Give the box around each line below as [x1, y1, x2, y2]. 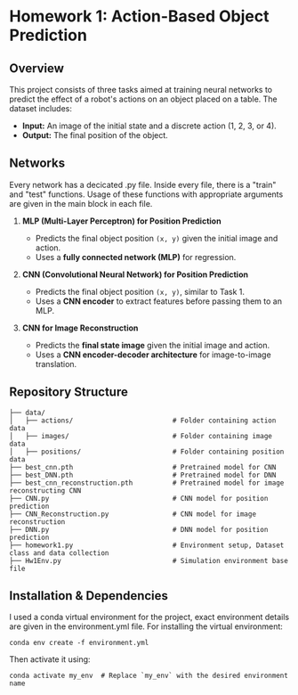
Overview [9, 61, 65, 76]
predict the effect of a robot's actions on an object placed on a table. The [9, 94, 278, 104]
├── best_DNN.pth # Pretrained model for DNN [9, 470, 277, 479]
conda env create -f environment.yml [9, 639, 149, 648]
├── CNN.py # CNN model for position [9, 494, 269, 503]
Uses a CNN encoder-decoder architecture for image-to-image [35, 349, 271, 360]
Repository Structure [9, 385, 129, 400]
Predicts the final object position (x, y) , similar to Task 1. [35, 286, 246, 297]
